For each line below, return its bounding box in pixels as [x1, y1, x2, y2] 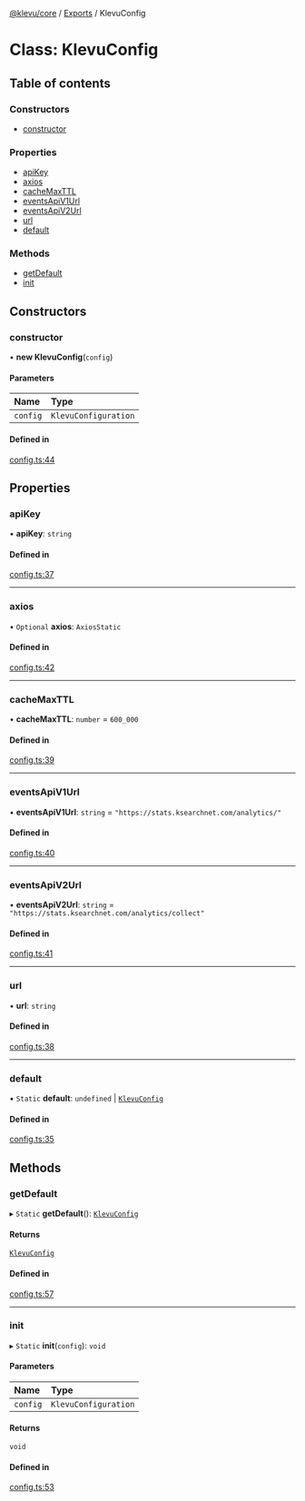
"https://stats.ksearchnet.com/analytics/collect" [9, 909, 205, 918]
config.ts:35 [9, 1134, 54, 1145]
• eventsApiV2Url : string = [9, 899, 115, 911]
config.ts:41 [9, 948, 54, 959]
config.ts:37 [9, 569, 54, 580]
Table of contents [9, 75, 111, 91]
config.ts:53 [9, 1482, 54, 1493]
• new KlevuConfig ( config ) [9, 351, 113, 362]
